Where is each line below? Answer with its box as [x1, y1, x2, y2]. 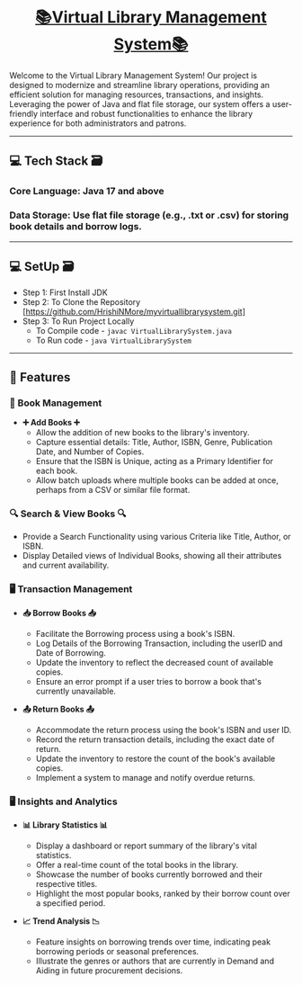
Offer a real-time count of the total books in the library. [35, 859, 239, 870]
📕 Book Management [9, 397, 102, 409]
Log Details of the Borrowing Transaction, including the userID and [35, 638, 283, 649]
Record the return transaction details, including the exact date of [35, 734, 275, 745]
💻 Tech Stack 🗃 [9, 154, 103, 169]
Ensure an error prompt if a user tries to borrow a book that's [35, 676, 262, 686]
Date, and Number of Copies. [35, 446, 145, 457]
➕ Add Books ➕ [22, 417, 81, 428]
